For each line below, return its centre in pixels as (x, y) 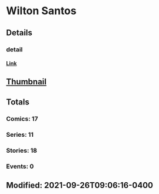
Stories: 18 (21, 150)
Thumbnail (26, 82)
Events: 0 (20, 166)
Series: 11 (20, 134)
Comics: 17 (22, 119)
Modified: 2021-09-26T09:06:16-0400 (79, 185)
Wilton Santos (41, 11)
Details (19, 33)
